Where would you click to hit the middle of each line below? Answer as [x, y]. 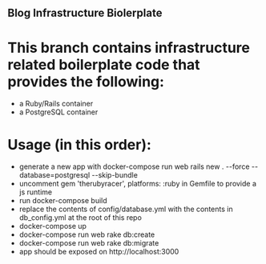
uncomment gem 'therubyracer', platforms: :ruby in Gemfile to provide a [138, 184]
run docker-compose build [63, 201]
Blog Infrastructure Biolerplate [85, 13]
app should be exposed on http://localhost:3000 [99, 252]
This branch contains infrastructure [129, 48]
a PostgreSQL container [58, 112]
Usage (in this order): [79, 144]
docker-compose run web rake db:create [87, 234]
